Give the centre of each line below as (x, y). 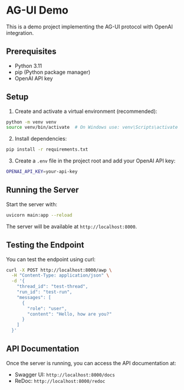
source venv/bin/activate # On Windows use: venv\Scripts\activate (92, 128)
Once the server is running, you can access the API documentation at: (91, 363)
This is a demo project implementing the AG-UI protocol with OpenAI (89, 27)
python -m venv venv (32, 122)
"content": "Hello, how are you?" (70, 314)
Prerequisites (31, 52)
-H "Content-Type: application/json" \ (60, 275)
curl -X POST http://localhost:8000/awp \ (59, 270)
